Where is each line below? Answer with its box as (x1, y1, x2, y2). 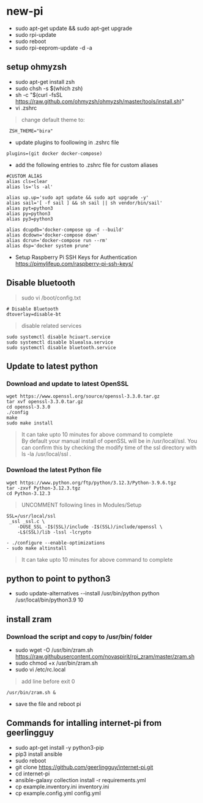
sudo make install (6, 420, 53, 426)
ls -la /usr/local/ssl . (21, 450, 72, 458)
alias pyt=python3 (6, 205, 53, 211)
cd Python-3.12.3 (6, 490, 51, 497)
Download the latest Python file (6, 466, 102, 474)
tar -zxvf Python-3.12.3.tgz (6, 485, 81, 491)
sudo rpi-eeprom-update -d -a (15, 44, 93, 51)
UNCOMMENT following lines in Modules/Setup (21, 501, 142, 508)
